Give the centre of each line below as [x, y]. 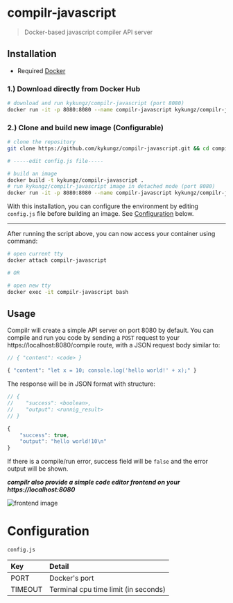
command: [23, 241]
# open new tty [29, 285]
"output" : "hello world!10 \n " [63, 441]
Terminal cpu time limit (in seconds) [108, 590]
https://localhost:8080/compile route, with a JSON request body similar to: [114, 345]
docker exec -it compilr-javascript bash [68, 292]
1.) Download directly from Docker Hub [74, 88]
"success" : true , [45, 435]
